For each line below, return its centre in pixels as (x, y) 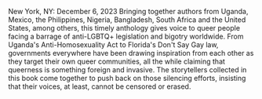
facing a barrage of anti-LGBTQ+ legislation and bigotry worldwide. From (126, 36)
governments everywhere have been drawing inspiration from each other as (131, 53)
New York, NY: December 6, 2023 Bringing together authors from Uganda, (128, 11)
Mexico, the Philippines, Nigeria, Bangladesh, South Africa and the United (127, 20)
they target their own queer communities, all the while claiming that (117, 61)
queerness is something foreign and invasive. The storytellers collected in (127, 70)
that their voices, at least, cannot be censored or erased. (100, 86)
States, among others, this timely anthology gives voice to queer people (124, 28)
